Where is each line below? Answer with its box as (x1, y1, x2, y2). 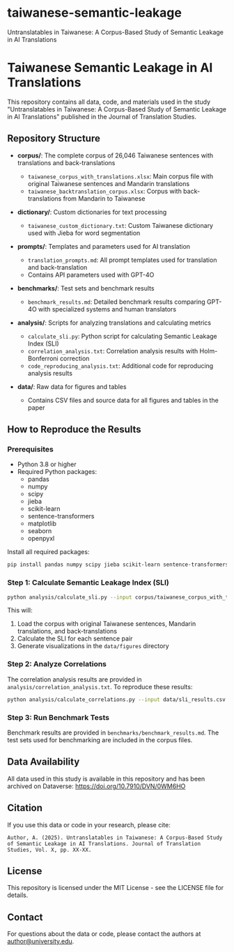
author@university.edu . (7, 937, 75, 946)
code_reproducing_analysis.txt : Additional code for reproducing (27, 361, 214, 370)
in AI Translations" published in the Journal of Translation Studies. (7, 112, 197, 121)
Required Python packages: (17, 468, 97, 476)
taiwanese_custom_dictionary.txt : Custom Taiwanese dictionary (27, 221, 214, 229)
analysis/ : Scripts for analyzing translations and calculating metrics (17, 318, 211, 327)
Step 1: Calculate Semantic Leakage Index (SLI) (7, 578, 169, 588)
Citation (7, 802, 43, 814)
